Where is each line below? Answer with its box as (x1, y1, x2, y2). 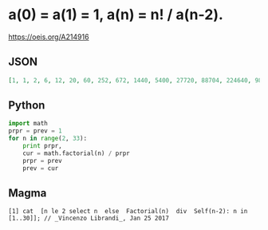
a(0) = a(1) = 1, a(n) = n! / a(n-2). (8, 6, 223, 24)
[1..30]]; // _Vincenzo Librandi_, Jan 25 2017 (8, 214, 170, 223)
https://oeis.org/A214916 (8, 32, 89, 42)
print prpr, (22, 142, 62, 150)
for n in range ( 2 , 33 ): (8, 134, 88, 143)
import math (8, 120, 48, 128)
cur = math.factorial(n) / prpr (22, 149, 130, 157)
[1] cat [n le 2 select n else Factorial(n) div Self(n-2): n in (8, 208, 248, 216)
